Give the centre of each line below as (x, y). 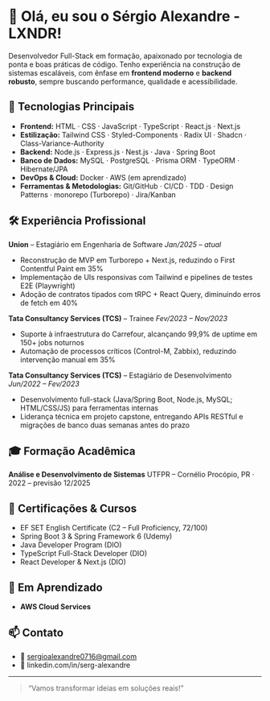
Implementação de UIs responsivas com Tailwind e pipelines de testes (136, 277)
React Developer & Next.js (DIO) (73, 562)
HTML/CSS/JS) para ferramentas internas (89, 408)
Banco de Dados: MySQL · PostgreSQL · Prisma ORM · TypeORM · (129, 160)
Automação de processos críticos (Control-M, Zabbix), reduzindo (128, 351)
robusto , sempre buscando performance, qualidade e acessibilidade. (123, 81)
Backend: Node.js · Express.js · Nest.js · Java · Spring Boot (117, 151)
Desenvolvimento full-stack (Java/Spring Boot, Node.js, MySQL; (126, 399)
